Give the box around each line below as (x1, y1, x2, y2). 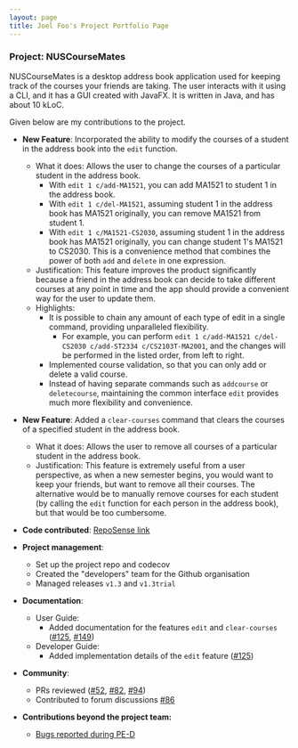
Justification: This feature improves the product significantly (35, 264, 256, 275)
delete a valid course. (48, 369, 128, 379)
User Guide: (35, 612, 80, 623)
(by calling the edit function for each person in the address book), (35, 498, 279, 508)
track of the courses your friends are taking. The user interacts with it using (9, 80, 286, 91)
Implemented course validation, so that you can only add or (48, 359, 267, 370)
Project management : (21, 541, 104, 552)
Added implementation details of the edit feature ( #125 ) (48, 650, 254, 661)
